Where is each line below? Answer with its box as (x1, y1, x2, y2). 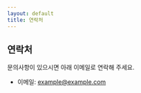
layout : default (7, 10, 54, 17)
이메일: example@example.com (17, 78, 106, 86)
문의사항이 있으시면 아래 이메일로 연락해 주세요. (7, 63, 135, 72)
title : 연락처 (7, 17, 44, 23)
